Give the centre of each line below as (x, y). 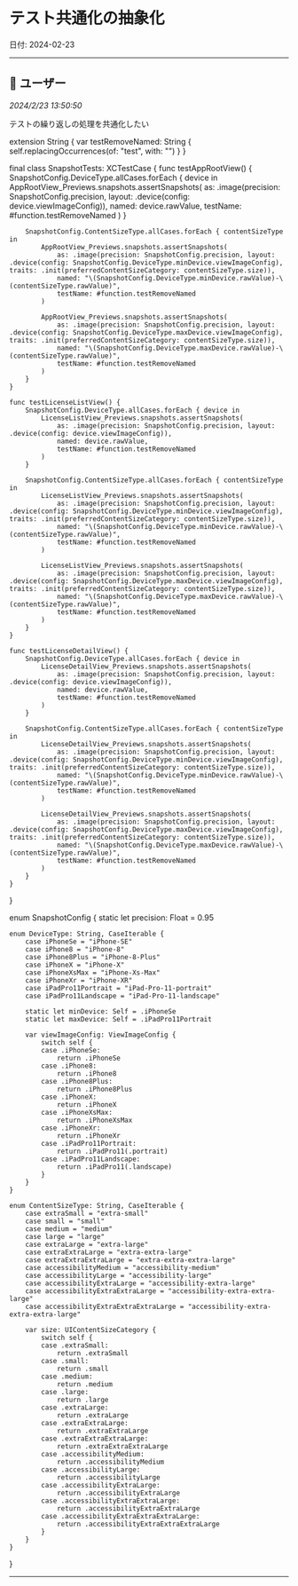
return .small (82, 1369)
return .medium (85, 1384)
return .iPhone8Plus (94, 1089)
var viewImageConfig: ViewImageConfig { (101, 1035)
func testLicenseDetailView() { (69, 651)
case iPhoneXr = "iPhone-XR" (79, 980)
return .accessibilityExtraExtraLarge (128, 1508)
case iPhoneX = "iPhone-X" (75, 965)
